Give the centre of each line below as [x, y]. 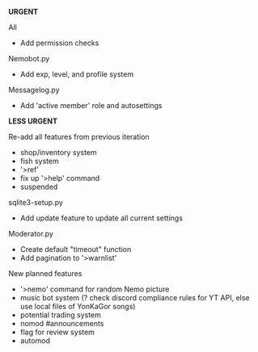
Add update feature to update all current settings [102, 218]
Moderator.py [31, 234]
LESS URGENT [33, 121]
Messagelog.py [34, 90]
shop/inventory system [58, 152]
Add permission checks [59, 43]
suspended [39, 186]
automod [35, 341]
